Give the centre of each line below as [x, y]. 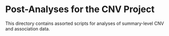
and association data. [28, 28]
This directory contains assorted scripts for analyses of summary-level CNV [84, 23]
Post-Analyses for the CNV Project [80, 9]
